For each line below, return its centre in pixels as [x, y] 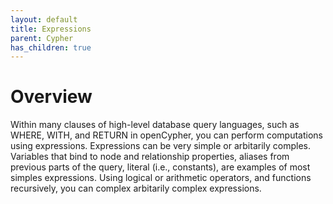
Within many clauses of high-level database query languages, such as [155, 125]
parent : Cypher [42, 38]
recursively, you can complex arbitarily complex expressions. [136, 188]
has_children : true [51, 47]
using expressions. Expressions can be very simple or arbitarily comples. [161, 146]
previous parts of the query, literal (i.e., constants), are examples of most [160, 167]
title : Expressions [51, 29]
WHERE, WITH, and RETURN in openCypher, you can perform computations [167, 135]
